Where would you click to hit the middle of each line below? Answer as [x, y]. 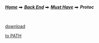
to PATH [13, 36]
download [15, 26]
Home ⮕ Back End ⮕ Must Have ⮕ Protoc [49, 7]
